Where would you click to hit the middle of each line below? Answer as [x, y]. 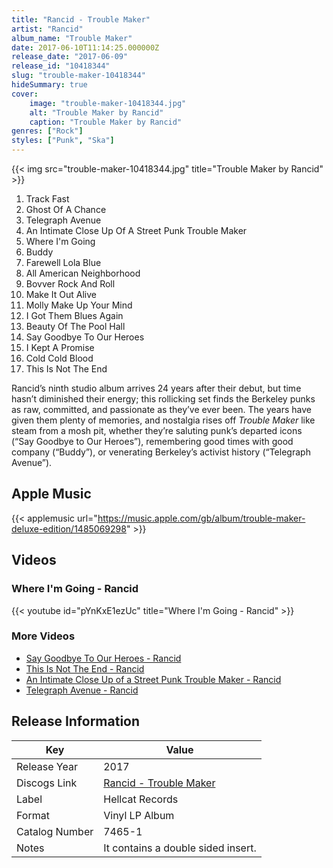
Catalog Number [55, 831]
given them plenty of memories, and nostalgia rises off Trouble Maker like [163, 420]
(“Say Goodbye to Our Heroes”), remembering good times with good [152, 441]
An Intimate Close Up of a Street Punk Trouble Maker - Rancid [153, 679]
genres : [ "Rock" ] [47, 131]
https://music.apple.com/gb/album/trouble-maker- [201, 518]
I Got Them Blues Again [74, 315]
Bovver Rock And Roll [70, 284]
